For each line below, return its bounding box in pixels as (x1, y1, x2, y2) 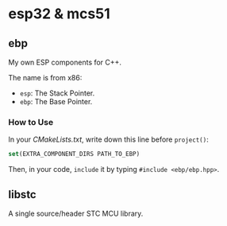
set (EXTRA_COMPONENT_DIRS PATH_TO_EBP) (8, 150, 140, 158)
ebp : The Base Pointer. (19, 97, 93, 106)
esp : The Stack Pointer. (19, 88, 95, 98)
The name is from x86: (8, 73, 83, 82)
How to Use (8, 116, 54, 127)
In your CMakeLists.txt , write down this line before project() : (8, 134, 209, 144)
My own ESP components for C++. (8, 57, 121, 67)
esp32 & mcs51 (8, 5, 110, 23)
